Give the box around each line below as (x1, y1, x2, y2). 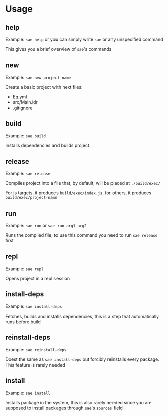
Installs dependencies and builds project (5, 142, 89, 148)
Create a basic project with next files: (5, 84, 83, 90)
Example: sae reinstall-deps (5, 346, 67, 352)
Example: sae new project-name (5, 74, 71, 80)
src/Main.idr (12, 99, 38, 105)
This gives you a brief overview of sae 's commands (5, 46, 112, 52)
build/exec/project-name (5, 195, 58, 200)
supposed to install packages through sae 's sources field (5, 405, 123, 411)
